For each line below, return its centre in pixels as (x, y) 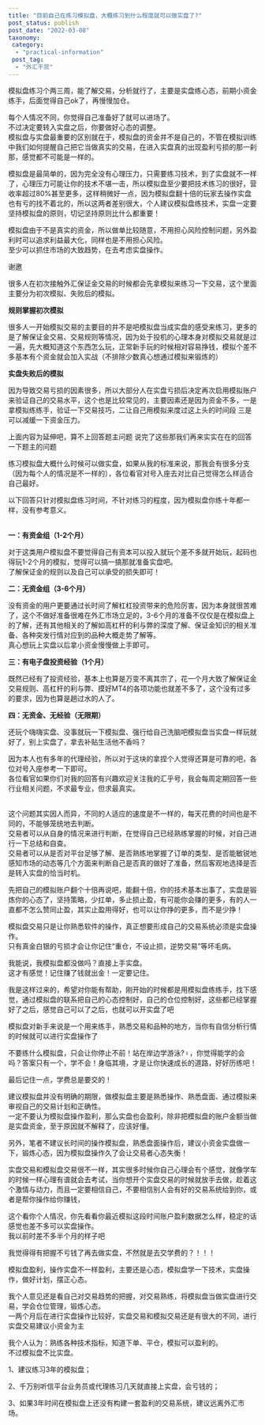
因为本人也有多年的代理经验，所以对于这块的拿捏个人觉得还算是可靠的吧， (129, 758)
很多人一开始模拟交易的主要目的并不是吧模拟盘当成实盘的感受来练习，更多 (129, 327)
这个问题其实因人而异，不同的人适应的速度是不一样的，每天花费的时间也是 (129, 813)
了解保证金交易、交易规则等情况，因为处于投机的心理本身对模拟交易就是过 (136, 336)
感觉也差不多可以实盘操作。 (53, 1226)
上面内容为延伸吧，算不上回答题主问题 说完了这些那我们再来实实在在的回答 (130, 437)
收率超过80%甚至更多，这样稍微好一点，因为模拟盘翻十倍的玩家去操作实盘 (130, 193)
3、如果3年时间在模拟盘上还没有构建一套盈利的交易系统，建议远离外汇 (123, 1403)
